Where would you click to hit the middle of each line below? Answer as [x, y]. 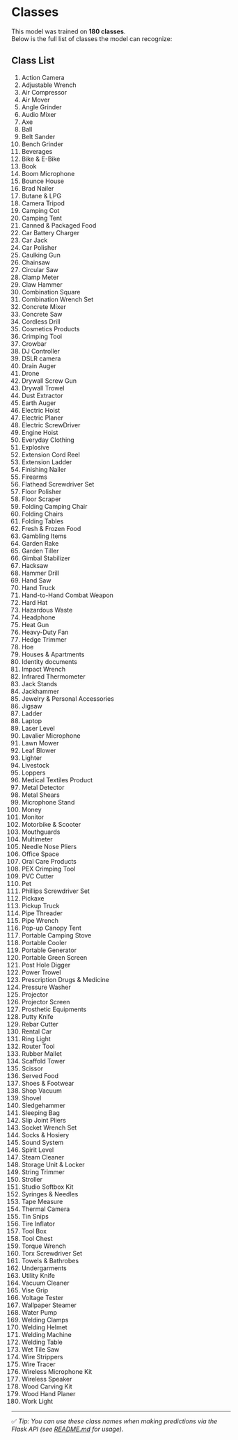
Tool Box [34, 1231]
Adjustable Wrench [49, 85]
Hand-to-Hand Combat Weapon [68, 595]
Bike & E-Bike [41, 159]
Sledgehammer [43, 1105]
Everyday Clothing [48, 440]
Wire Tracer [38, 1364]
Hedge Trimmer [44, 639]
